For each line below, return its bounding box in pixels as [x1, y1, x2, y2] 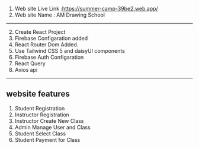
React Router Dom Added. [14, 41, 79, 48]
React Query [14, 60, 46, 67]
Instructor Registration [14, 111, 70, 118]
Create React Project [14, 28, 66, 35]
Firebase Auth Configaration [14, 53, 84, 61]
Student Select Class [14, 130, 66, 137]
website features [6, 89, 70, 99]
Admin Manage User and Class [14, 123, 91, 131]
